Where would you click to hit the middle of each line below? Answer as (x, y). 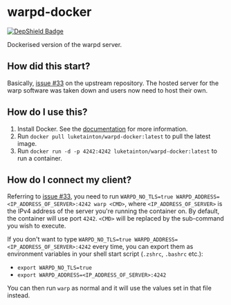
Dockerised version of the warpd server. (65, 44)
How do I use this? (47, 112)
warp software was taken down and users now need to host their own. (108, 90)
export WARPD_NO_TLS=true (54, 268)
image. (27, 143)
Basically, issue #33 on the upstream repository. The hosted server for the (113, 83)
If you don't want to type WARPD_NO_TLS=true (70, 239)
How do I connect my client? (70, 179)
